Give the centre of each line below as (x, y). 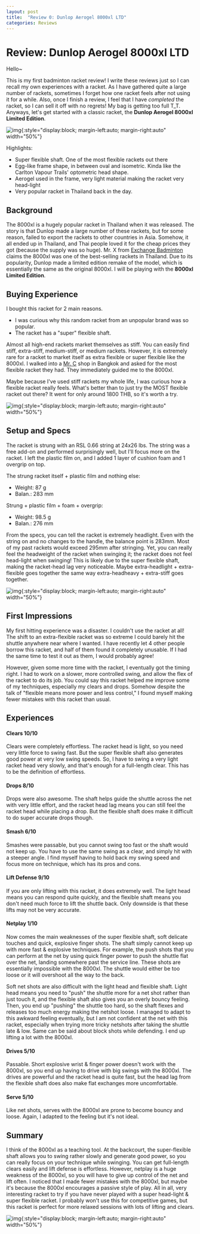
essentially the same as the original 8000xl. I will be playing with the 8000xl (100, 269)
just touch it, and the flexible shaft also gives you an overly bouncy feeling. (98, 999)
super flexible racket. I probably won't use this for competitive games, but (97, 1201)
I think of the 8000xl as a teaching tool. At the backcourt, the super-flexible (99, 1150)
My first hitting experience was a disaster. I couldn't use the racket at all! (96, 630)
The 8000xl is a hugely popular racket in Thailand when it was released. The (100, 225)
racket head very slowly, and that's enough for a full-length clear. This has (98, 765)
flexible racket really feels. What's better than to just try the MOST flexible (97, 388)
